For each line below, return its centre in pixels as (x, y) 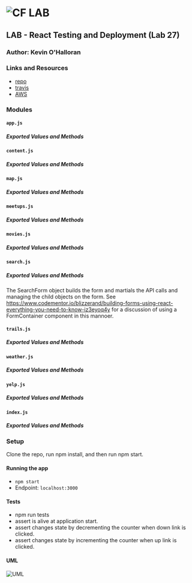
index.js (17, 412)
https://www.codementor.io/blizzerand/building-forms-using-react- (90, 303)
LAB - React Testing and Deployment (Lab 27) (93, 35)
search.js (19, 262)
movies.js (19, 234)
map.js (14, 179)
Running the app (27, 468)
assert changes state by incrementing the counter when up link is (96, 540)
